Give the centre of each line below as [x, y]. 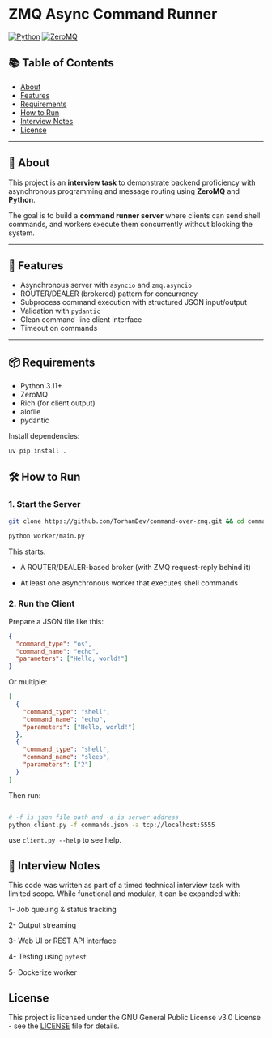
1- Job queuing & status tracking [63, 910]
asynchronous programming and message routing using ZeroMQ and [124, 191]
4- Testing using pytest [48, 957]
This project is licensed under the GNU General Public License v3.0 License [135, 1018]
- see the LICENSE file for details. [64, 1026]
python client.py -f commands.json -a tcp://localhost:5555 [112, 825]
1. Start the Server [45, 504]
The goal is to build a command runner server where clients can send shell [134, 215]
